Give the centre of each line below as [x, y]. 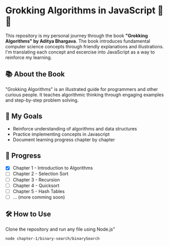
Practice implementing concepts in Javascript [61, 134]
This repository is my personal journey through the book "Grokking [77, 35]
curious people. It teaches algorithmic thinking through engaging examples [85, 94]
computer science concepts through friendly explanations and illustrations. [85, 46]
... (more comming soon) [39, 197]
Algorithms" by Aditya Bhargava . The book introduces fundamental [78, 41]
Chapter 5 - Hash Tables [39, 191]
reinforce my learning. [29, 57]
